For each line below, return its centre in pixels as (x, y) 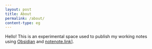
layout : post (18, 9)
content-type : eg (23, 23)
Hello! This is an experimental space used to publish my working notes (76, 37)
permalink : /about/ (25, 18)
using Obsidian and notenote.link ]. (40, 42)
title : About (18, 14)
